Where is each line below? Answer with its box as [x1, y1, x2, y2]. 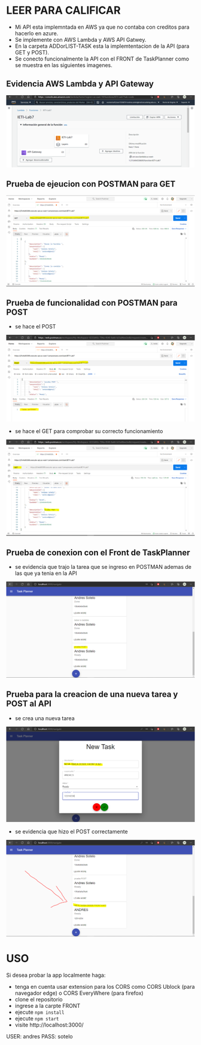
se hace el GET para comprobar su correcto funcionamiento [14, 427, 163, 434]
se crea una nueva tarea [14, 714, 75, 721]
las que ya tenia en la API [14, 569, 77, 577]
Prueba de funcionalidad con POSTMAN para [6, 298, 178, 308]
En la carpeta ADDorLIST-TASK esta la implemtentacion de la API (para [14, 42, 190, 50]
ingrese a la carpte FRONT [14, 1002, 81, 1009]
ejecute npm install [14, 1009, 65, 1016]
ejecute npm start [14, 1014, 59, 1022]
